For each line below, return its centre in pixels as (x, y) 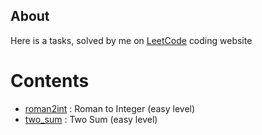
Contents (50, 81)
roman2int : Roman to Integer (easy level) (110, 108)
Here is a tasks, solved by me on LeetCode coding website (131, 40)
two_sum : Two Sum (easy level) (91, 119)
